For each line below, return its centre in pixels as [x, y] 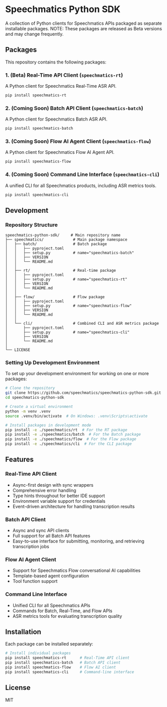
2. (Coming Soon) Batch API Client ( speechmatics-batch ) [74, 108]
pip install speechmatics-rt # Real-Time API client [67, 658]
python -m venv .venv [28, 411]
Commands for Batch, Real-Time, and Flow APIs [62, 611]
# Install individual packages [38, 653]
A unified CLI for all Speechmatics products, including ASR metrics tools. [81, 186]
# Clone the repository [30, 388]
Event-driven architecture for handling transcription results [74, 506]
